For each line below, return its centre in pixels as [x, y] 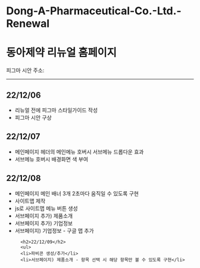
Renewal [28, 24]
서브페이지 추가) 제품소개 [44, 216]
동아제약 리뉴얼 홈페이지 [62, 53]
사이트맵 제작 [30, 201]
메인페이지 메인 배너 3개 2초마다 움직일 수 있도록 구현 [76, 193]
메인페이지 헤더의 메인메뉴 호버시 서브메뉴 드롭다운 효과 [79, 152]
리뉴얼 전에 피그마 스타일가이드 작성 [56, 110]
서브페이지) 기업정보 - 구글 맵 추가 [54, 230]
